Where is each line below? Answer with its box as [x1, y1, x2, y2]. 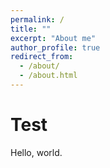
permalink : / [10, 14, 65, 25]
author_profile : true [10, 42, 101, 53]
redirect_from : [10, 52, 74, 62]
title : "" [10, 24, 52, 34]
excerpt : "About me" [10, 33, 97, 43]
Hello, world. [10, 146, 63, 158]
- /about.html [19, 71, 78, 81]
